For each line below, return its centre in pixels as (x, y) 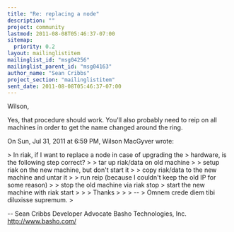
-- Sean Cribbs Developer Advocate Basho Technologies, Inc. (97, 214)
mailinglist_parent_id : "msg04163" (60, 66)
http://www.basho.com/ (42, 221)
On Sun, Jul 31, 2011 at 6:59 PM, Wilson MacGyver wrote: (91, 141)
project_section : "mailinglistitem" (61, 80)
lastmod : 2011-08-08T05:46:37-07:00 (61, 34)
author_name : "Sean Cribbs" (49, 73)
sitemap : (20, 40)
